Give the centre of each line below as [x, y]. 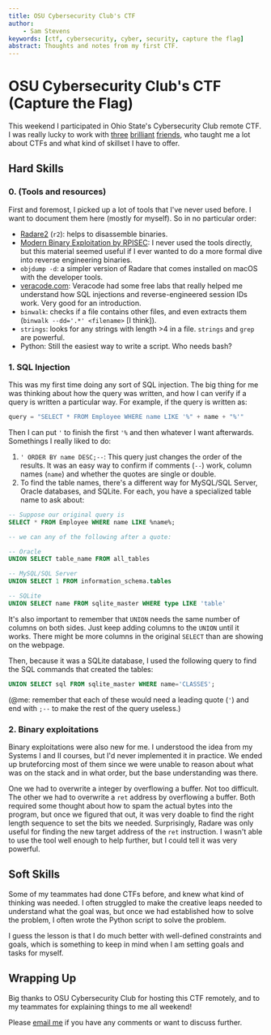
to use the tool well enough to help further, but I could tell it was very [123, 840]
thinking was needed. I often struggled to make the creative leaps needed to [135, 903]
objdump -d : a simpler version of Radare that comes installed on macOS [139, 268]
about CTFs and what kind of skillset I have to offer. [94, 144]
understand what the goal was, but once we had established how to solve [131, 911]
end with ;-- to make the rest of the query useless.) [95, 708]
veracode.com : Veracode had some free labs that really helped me [131, 286]
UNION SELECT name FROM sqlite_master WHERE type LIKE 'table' [117, 603]
